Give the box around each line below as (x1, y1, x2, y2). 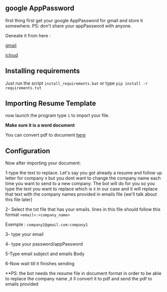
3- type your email (5, 231, 44, 238)
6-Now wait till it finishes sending (5, 261, 75, 267)
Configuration (5, 146, 50, 155)
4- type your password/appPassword (5, 241, 83, 247)
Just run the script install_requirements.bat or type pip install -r (5, 80, 148, 86)
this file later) (5, 197, 33, 203)
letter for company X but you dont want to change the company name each (5, 175, 161, 181)
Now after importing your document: (5, 160, 81, 166)
